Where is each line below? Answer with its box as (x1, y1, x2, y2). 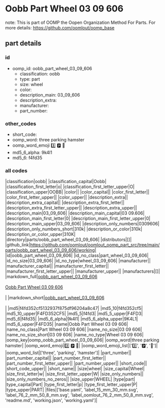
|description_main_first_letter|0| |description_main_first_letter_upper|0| (5, 215, 151, 221)
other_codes (5, 120, 36, 127)
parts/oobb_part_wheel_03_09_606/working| (5, 247, 96, 253)
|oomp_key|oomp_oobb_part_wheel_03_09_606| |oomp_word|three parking (5, 337, 160, 343)
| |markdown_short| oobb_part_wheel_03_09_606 (5, 295, 104, 301)
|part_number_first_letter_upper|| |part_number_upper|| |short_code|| (5, 360, 148, 366)
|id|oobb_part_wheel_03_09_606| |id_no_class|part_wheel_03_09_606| (5, 252, 149, 259)
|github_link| (5, 242, 31, 248)
